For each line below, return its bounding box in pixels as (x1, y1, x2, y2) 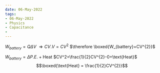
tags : (5, 12, 16, 16)
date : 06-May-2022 (5, 7, 42, 12)
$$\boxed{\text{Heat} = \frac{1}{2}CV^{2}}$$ (36, 63, 128, 69)
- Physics (5, 20, 25, 26)
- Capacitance (5, 25, 34, 30)
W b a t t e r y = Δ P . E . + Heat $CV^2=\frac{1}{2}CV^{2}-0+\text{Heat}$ (5, 54, 138, 61)
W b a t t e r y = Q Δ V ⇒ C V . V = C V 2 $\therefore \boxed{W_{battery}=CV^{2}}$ (5, 43, 156, 51)
